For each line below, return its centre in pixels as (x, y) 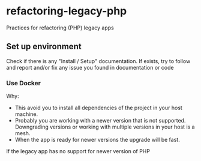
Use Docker (23, 83)
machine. (26, 114)
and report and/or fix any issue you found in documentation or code (90, 67)
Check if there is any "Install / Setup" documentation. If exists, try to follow (98, 61)
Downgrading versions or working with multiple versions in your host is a (105, 127)
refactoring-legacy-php (67, 11)
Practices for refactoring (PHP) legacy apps (60, 28)
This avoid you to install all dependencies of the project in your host (99, 108)
